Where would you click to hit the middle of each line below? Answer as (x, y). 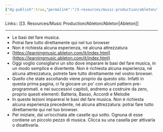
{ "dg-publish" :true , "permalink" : (39, 9)
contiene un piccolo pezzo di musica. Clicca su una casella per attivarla (83, 120)
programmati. (25, 89)
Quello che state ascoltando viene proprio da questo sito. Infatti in (78, 79)
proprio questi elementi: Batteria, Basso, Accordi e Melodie (71, 94)
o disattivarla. (26, 125)
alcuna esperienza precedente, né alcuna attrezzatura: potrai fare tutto (83, 104)
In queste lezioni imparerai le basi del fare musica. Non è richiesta (78, 99)
